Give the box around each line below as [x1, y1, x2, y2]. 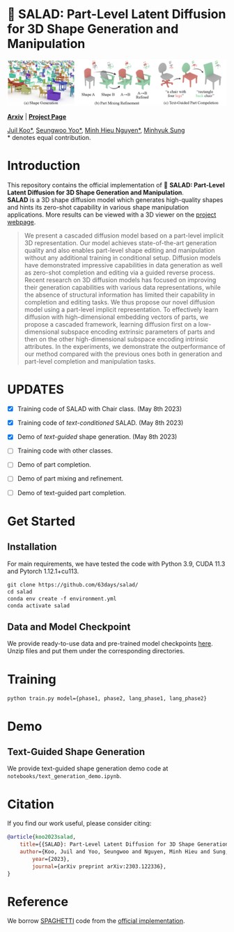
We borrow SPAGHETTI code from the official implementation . [7, 917, 186, 925]
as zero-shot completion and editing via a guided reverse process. [24, 268, 215, 277]
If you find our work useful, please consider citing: [7, 819, 152, 828]
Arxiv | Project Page [7, 113, 67, 121]
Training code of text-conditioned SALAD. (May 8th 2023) [17, 419, 184, 427]
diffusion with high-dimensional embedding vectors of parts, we [24, 313, 209, 321]
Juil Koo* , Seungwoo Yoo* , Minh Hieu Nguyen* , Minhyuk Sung [7, 126, 185, 134]
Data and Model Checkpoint [7, 621, 131, 632]
